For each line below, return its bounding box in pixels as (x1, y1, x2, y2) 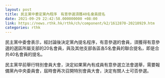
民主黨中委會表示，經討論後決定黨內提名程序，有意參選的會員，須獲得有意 (5, 39, 156, 45)
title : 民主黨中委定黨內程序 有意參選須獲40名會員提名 (5, 12, 106, 17)
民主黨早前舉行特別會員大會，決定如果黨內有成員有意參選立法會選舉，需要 (5, 62, 156, 68)
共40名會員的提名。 (5, 52, 45, 58)
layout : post (5, 7, 32, 12)
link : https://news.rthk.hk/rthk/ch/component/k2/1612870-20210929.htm (5, 20, 155, 26)
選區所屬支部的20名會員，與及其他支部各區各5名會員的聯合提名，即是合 (13, 45, 160, 51)
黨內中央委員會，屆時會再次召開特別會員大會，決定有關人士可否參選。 (9, 68, 151, 74)
